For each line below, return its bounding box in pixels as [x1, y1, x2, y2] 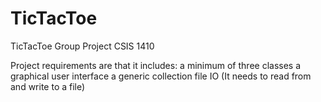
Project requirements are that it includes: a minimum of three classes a [10, 59, 302, 71]
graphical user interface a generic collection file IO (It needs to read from [10, 70, 312, 82]
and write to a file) [10, 80, 86, 92]
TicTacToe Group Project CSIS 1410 [10, 40, 155, 52]
